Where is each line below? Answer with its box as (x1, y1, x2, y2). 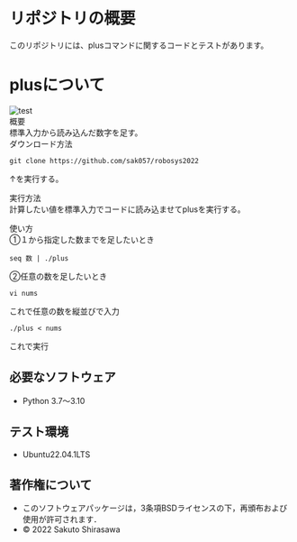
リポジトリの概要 (9, 8, 137, 29)
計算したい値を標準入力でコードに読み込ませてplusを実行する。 (9, 204, 246, 215)
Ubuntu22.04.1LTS (22, 448, 91, 460)
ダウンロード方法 (9, 138, 73, 149)
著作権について (9, 477, 93, 492)
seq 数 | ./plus (9, 253, 69, 262)
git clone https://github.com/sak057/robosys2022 (9, 156, 200, 165)
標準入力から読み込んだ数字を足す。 (9, 127, 143, 138)
